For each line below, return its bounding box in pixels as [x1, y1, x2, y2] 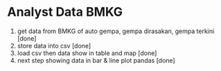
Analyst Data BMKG [7, 4, 123, 20]
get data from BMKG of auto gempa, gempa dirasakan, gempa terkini [17, 27, 215, 35]
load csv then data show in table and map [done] [17, 49, 157, 57]
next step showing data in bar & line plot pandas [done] [17, 56, 175, 64]
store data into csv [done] [17, 41, 91, 50]
